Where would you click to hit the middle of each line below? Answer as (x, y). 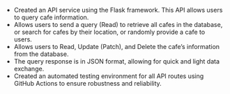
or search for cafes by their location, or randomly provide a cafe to (109, 32)
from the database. (41, 54)
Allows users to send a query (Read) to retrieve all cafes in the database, (118, 25)
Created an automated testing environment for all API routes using (109, 76)
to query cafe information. (51, 17)
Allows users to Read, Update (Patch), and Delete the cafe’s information (117, 47)
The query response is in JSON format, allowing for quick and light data (117, 61)
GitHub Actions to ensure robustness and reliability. (87, 83)
